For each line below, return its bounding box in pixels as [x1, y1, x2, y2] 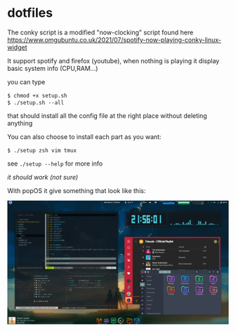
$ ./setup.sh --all [7, 99, 65, 106]
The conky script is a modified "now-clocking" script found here [7, 28, 194, 36]
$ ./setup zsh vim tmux [7, 147, 77, 154]
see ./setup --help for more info [7, 159, 103, 168]
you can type [7, 77, 46, 86]
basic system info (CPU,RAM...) [7, 64, 98, 72]
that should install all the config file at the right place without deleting [7, 111, 207, 120]
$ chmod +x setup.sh [7, 92, 68, 99]
